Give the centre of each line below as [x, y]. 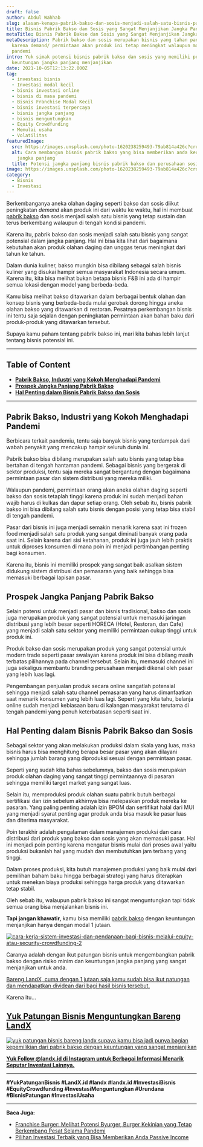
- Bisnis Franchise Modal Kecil [53, 102]
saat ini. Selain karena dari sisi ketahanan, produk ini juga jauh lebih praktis [99, 540]
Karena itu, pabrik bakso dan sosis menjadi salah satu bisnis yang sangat [97, 234]
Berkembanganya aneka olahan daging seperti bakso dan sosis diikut [93, 203]
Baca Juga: [21, 1113]
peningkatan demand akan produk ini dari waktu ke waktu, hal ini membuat [100, 210]
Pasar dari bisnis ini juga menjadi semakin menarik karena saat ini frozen [97, 527]
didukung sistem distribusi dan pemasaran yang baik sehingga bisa [90, 571]
